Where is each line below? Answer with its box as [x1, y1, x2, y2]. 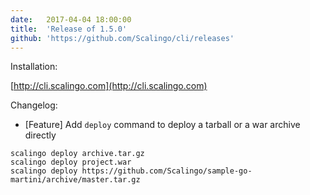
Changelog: [10, 99, 58, 111]
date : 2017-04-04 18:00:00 [10, 14, 132, 25]
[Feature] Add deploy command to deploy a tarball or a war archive [24, 119, 301, 131]
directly [24, 129, 57, 141]
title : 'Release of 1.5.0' [10, 24, 128, 34]
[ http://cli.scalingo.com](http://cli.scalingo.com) [10, 80, 208, 92]
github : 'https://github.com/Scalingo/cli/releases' [10, 33, 235, 43]
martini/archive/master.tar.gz [10, 175, 141, 185]
